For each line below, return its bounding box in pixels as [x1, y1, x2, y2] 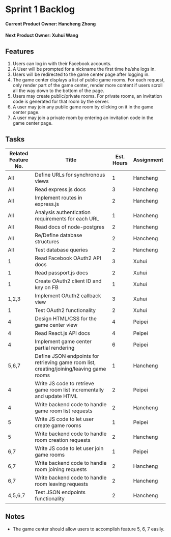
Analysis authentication [35, 209, 91, 216]
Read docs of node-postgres [35, 223, 105, 230]
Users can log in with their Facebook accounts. [12, 61, 112, 67]
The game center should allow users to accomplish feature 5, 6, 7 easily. [12, 526, 164, 532]
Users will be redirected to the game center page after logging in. [12, 71, 150, 77]
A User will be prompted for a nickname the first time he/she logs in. [12, 66, 156, 72]
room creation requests [35, 437, 91, 443]
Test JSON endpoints [35, 489, 85, 496]
